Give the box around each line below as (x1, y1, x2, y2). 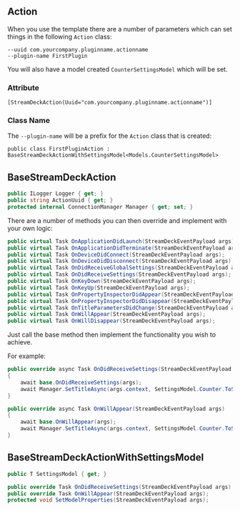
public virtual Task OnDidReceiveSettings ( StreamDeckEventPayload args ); (7, 271, 232, 278)
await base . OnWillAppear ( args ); (20, 418, 116, 426)
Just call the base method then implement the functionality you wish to (7, 330, 216, 339)
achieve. (7, 338, 33, 347)
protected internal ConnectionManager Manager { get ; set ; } (7, 203, 194, 210)
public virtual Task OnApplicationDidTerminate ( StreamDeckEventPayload (7, 244, 225, 252)
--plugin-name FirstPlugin (7, 52, 88, 59)
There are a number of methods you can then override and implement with (7, 216, 227, 224)
